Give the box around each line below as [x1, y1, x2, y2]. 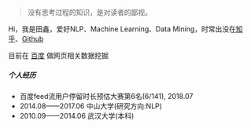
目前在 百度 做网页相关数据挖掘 [8, 51, 109, 60]
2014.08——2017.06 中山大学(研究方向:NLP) [19, 101, 163, 111]
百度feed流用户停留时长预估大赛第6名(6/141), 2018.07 [19, 91, 194, 101]
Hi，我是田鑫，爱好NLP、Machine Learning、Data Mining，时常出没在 [8, 24, 236, 34]
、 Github [15, 35, 44, 43]
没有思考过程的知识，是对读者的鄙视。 [27, 8, 152, 16]
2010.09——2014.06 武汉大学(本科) [19, 111, 135, 120]
